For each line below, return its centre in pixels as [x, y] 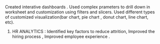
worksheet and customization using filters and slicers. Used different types [80, 12]
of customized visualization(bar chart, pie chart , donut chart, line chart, [77, 17]
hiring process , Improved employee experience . [61, 36]
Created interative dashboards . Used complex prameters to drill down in [78, 7]
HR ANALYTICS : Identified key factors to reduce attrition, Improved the [83, 31]
